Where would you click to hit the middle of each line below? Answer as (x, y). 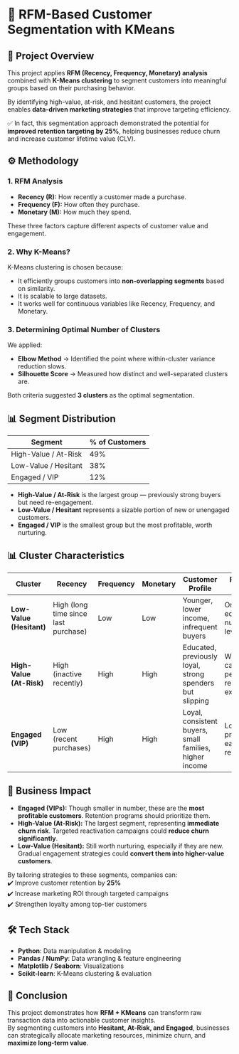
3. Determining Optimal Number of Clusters (84, 329)
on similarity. (36, 288)
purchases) (72, 747)
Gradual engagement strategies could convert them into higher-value (121, 853)
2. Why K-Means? (39, 252)
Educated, (200, 647)
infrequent (200, 627)
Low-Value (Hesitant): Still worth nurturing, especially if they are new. (121, 846)
